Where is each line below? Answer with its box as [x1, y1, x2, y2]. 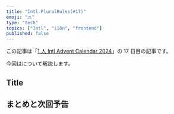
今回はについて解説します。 [6, 60, 74, 67]
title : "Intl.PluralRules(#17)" [6, 8, 86, 15]
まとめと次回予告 [6, 99, 69, 109]
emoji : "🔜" [6, 14, 35, 20]
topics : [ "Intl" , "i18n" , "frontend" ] [6, 25, 102, 31]
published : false [6, 31, 49, 37]
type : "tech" [6, 19, 39, 25]
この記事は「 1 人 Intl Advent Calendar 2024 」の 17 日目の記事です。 [6, 48, 172, 55]
